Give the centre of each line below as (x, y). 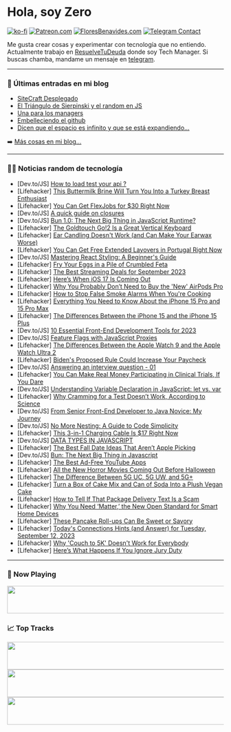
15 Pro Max (33, 308)
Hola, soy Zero (49, 12)
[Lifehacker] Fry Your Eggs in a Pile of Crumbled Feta (92, 264)
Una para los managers (50, 113)
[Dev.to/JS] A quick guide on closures (71, 213)
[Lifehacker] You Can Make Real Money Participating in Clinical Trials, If (118, 374)
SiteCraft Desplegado (47, 99)
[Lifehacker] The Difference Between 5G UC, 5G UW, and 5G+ (105, 477)
